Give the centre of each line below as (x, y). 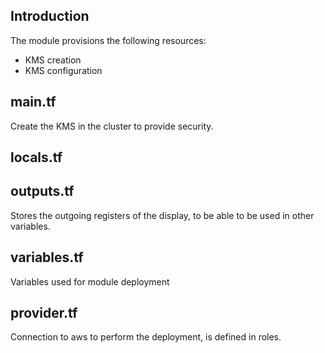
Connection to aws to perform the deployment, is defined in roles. (146, 337)
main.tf (33, 102)
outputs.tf (42, 191)
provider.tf (44, 313)
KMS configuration (63, 70)
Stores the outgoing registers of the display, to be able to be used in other (162, 215)
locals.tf (36, 157)
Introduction (50, 16)
